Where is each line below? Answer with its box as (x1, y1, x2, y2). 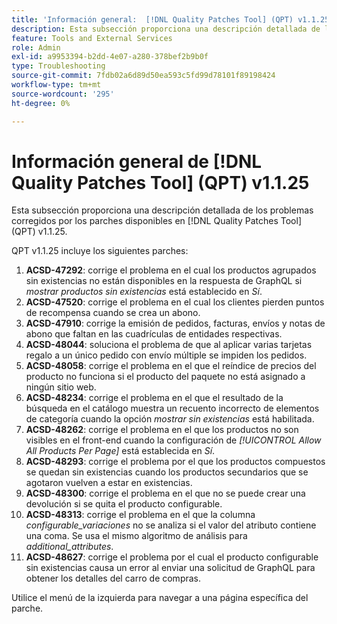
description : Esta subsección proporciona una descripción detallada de (11, 24, 321, 34)
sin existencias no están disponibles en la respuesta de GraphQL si (25, 275, 303, 287)
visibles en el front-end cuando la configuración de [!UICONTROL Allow (25, 434, 322, 446)
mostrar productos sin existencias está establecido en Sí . (25, 286, 263, 298)
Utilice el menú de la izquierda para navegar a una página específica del (11, 592, 309, 604)
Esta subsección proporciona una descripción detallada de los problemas (11, 204, 314, 216)
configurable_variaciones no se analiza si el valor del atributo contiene (25, 519, 317, 531)
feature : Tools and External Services (11, 33, 173, 43)
